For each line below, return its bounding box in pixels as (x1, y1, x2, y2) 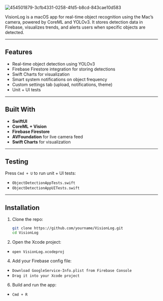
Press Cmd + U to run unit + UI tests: (5, 170, 76, 176)
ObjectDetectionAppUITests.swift (12, 186, 80, 191)
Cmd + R (12, 292, 28, 297)
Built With (5, 105, 35, 114)
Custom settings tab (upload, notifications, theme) (12, 82, 113, 87)
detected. (5, 30, 24, 35)
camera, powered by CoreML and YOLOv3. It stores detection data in (5, 19, 143, 25)
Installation (5, 203, 40, 212)
